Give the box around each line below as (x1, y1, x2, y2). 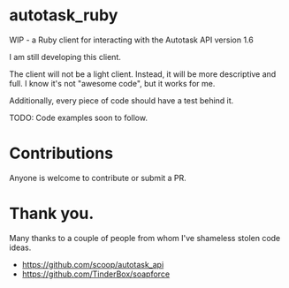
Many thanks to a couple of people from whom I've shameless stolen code (9, 232, 281, 243)
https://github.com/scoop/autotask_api (21, 259, 164, 269)
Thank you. (9, 204, 95, 224)
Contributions (9, 143, 113, 163)
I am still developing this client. (9, 51, 122, 62)
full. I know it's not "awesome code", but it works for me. (9, 78, 216, 88)
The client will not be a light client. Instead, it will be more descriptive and (9, 68, 277, 80)
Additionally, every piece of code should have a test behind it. (9, 95, 234, 106)
